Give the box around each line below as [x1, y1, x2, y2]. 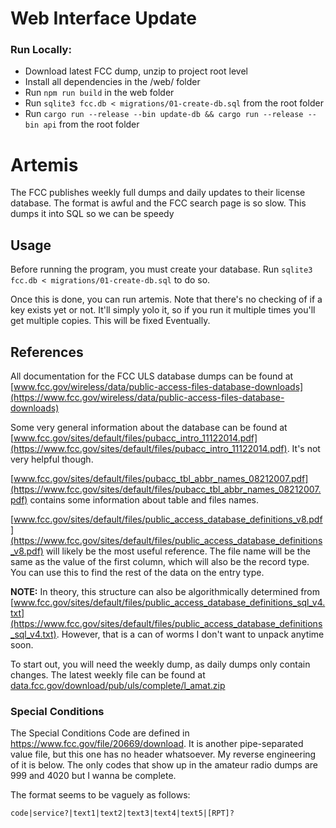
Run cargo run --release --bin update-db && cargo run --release [24, 108, 304, 120]
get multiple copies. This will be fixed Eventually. [10, 315, 211, 327]
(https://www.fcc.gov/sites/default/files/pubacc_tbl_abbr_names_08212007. [10, 483, 322, 496]
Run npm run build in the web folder [24, 87, 175, 99]
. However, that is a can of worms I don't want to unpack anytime [56, 628, 325, 641]
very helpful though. [10, 453, 94, 466]
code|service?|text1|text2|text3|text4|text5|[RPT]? [10, 808, 235, 819]
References [10, 343, 84, 361]
